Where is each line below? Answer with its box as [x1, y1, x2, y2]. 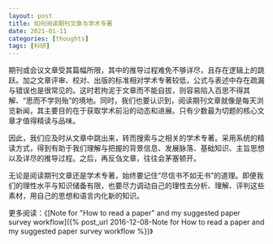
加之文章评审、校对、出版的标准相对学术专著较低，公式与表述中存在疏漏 [22, 75, 265, 85]
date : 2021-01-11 [8, 27, 67, 35]
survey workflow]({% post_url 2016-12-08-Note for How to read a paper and [8, 217, 265, 227]
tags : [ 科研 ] [8, 42, 50, 50]
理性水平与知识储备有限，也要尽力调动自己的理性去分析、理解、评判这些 [22, 181, 265, 190]
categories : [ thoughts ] [8, 34, 89, 43]
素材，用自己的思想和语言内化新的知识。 [8, 191, 144, 201]
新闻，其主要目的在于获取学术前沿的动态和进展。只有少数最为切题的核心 [15, 106, 258, 116]
